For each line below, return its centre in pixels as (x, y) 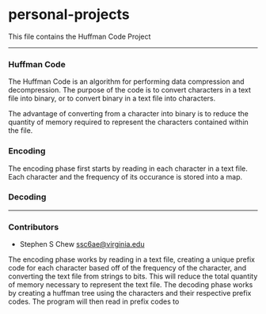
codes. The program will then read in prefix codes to (94, 301)
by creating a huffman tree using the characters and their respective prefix (130, 293)
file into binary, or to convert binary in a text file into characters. (112, 98)
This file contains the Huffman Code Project (80, 36)
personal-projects (69, 15)
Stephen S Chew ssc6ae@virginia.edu (82, 244)
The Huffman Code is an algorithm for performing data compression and (126, 81)
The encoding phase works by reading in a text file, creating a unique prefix (132, 259)
